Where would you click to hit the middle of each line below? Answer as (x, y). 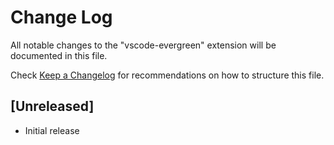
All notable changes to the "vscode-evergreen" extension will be (143, 45)
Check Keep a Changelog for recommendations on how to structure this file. (167, 75)
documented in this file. (59, 55)
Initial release (52, 130)
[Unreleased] (52, 106)
